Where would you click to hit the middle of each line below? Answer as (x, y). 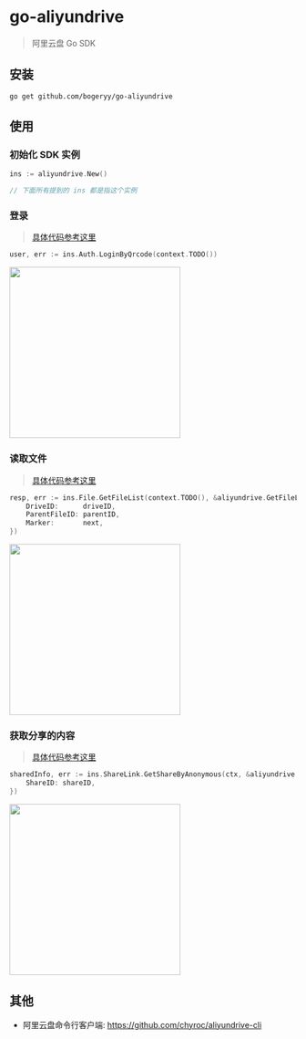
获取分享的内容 (42, 735)
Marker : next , (65, 523)
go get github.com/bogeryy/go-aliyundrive (91, 96)
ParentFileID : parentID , (73, 514)
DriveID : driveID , (71, 506)
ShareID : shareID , (61, 783)
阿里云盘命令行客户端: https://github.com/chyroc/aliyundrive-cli (142, 1024)
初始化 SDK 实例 (45, 155)
